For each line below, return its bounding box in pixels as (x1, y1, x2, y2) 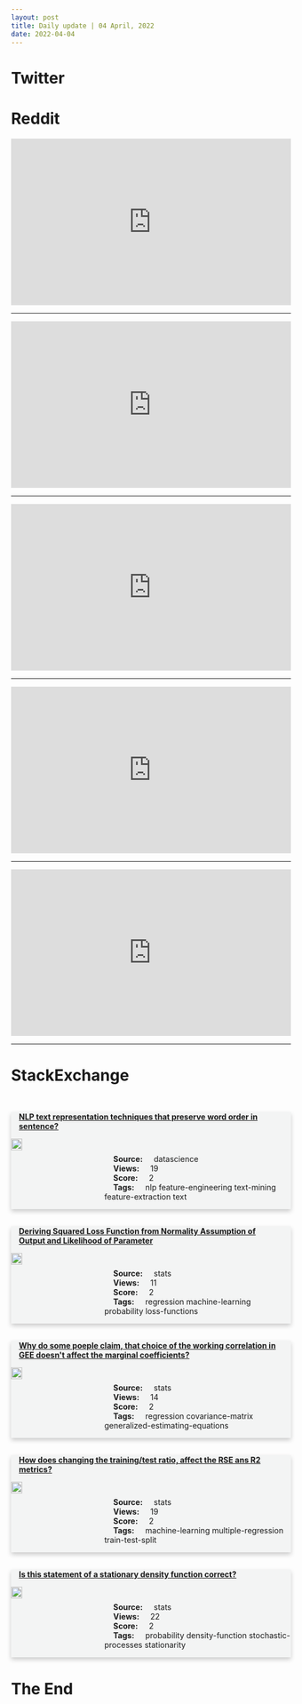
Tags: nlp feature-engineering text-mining (113, 1182, 277, 1193)
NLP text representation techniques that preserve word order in (19, 1111, 258, 1122)
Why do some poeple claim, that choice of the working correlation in (19, 1341, 276, 1351)
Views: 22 (113, 1612, 160, 1622)
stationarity (144, 1640, 187, 1651)
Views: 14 (113, 1392, 159, 1403)
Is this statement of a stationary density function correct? (19, 1569, 237, 1580)
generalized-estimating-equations (104, 1421, 229, 1431)
